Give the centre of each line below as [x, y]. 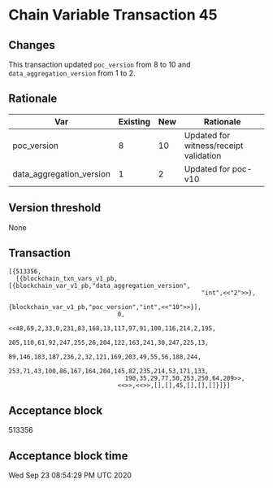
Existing [134, 121]
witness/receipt [214, 146]
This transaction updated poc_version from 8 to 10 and [100, 64]
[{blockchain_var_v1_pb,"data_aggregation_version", [100, 286]
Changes [32, 45]
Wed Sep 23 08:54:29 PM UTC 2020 [70, 475]
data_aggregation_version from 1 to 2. [72, 73]
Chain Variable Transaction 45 [113, 15]
